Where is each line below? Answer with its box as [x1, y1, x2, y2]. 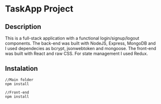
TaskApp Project [5, 3, 74, 14]
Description [5, 23, 41, 31]
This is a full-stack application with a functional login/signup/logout [5, 35, 140, 41]
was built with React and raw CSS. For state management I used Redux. [5, 51, 148, 56]
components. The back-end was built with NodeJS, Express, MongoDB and [5, 40, 156, 46]
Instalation [5, 65, 38, 73]
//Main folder [5, 77, 34, 82]
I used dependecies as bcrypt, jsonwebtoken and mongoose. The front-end [5, 46, 157, 51]
